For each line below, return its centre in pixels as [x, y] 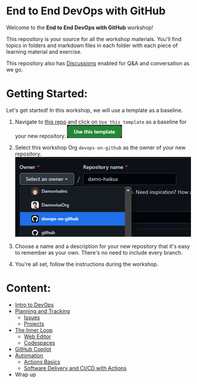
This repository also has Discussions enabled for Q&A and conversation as [98, 63]
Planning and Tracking [42, 311]
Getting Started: [47, 94]
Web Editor [37, 336]
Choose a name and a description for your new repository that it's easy [102, 246]
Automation [29, 355]
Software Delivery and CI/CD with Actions [75, 368]
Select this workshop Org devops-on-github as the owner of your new [100, 147]
